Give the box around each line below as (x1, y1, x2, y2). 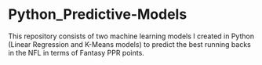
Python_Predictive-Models (8, 5, 187, 23)
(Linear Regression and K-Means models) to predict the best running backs (8, 39, 251, 49)
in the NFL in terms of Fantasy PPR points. (8, 48, 145, 57)
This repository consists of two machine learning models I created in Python (8, 31, 255, 41)
